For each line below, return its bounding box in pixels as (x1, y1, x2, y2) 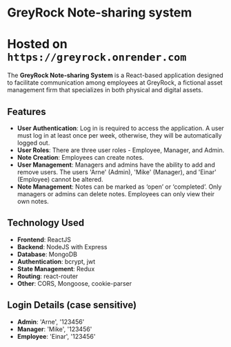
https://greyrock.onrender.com (7, 51, 187, 64)
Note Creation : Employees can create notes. (17, 153, 144, 161)
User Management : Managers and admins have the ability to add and (17, 160, 215, 169)
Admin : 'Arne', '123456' (17, 317, 85, 326)
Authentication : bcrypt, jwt (17, 257, 95, 266)
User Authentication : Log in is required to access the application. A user (17, 124, 224, 132)
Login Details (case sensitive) (7, 299, 137, 311)
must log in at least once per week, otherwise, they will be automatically (17, 131, 222, 139)
